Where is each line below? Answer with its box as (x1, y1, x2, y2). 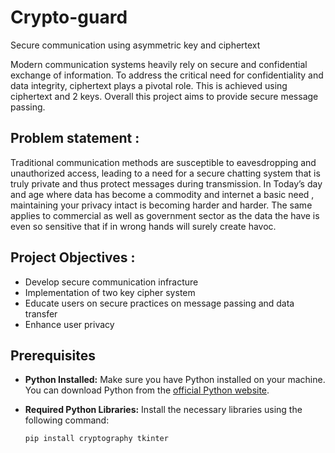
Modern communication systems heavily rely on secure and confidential (10, 58, 308, 70)
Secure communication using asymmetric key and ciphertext (10, 39, 261, 51)
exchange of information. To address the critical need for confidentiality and (10, 69, 324, 81)
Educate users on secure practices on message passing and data (24, 297, 295, 309)
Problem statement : (10, 130, 140, 147)
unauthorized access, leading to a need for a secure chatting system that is (10, 167, 321, 179)
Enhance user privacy (24, 318, 115, 330)
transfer (24, 307, 58, 320)
